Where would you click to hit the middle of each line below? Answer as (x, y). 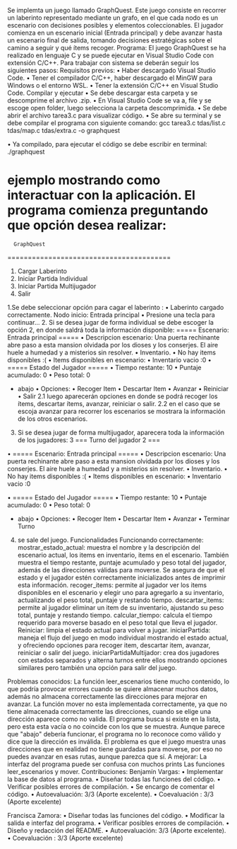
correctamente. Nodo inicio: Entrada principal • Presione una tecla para (111, 315)
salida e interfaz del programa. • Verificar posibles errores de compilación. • (119, 823)
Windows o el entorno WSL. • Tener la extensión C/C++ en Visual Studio (113, 85)
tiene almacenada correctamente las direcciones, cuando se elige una (109, 711)
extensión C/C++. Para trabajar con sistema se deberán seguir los (103, 63)
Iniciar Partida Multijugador (57, 286)
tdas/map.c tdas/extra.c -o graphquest (64, 131)
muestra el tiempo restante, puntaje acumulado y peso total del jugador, (122, 562)
